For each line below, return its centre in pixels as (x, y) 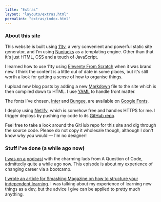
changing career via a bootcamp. (38, 169)
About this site (23, 36)
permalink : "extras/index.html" (38, 19)
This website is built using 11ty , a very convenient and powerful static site (79, 46)
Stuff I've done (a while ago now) (45, 148)
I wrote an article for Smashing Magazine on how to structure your (72, 179)
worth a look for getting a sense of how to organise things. (64, 77)
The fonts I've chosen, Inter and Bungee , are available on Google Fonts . (77, 101)
